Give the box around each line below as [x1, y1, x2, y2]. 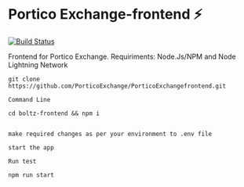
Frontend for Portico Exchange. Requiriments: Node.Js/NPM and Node [8, 52, 237, 61]
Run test [8, 157, 37, 165]
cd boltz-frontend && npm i [8, 110, 100, 117]
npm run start [8, 171, 55, 179]
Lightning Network [8, 59, 68, 70]
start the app [8, 143, 55, 152]
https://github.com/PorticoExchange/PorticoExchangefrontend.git [8, 82, 226, 90]
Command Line [8, 95, 51, 103]
